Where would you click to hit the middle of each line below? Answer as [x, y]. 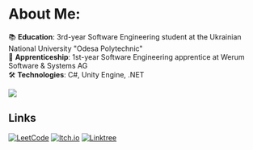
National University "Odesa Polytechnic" [76, 48]
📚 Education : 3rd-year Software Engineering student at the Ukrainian [125, 36]
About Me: [44, 14]
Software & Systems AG [48, 65]
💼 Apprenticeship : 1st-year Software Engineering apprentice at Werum [126, 56]
